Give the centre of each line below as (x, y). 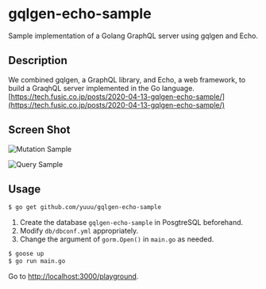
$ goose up (26, 254)
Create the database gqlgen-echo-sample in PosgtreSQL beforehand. (131, 222)
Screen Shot (39, 130)
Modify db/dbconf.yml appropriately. (79, 231)
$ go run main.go (37, 261)
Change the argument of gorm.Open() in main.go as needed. (117, 239)
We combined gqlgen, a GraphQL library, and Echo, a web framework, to (127, 79)
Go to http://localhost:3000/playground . (73, 276)
